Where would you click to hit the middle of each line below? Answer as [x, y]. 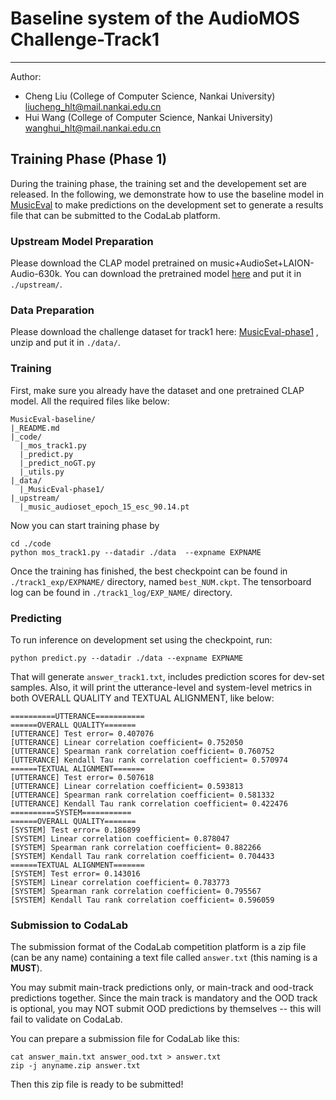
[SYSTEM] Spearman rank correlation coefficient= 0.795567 [136, 891]
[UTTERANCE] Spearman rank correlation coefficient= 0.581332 [142, 795]
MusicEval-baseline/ [53, 419]
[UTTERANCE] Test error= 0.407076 [82, 733]
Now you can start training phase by [85, 525]
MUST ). [26, 968]
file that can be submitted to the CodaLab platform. [115, 215]
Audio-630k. [36, 274]
